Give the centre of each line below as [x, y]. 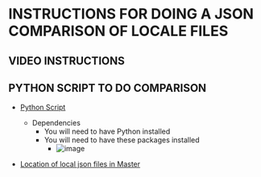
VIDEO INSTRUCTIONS [66, 61]
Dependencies [56, 123]
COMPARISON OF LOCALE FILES [118, 31]
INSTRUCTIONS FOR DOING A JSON [131, 14]
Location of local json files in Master [80, 164]
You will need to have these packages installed [122, 140]
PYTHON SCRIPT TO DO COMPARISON [108, 88]
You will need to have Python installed [107, 132]
